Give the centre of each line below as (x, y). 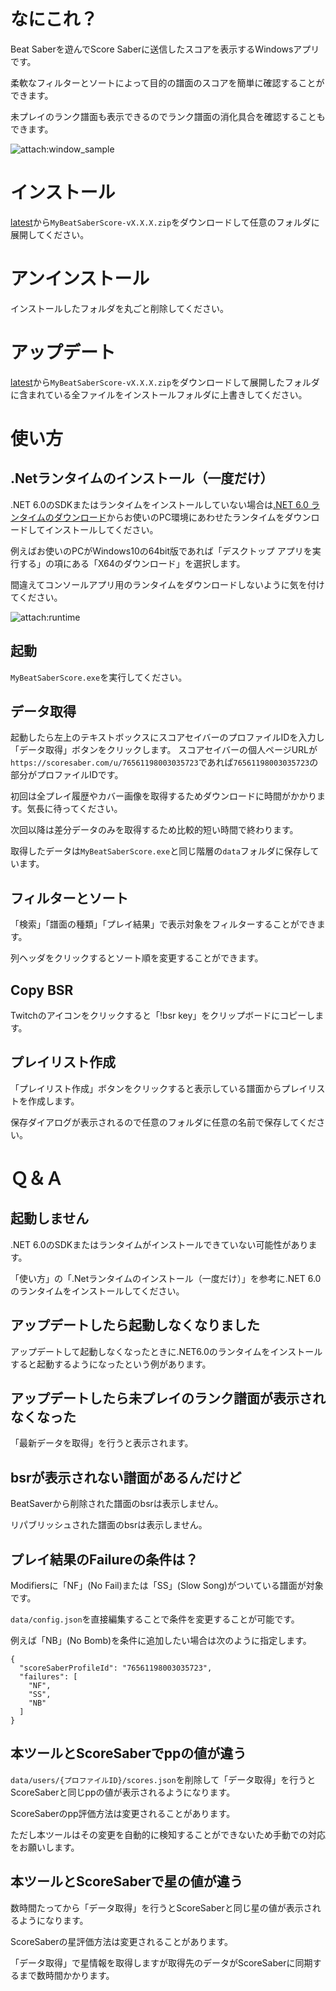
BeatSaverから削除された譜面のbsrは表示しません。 (117, 1504)
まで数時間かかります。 (66, 1975)
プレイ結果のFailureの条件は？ (104, 1559)
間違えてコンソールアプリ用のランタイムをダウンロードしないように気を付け (167, 584)
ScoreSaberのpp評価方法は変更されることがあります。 (123, 1813)
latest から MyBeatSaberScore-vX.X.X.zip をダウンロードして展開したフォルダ (165, 382)
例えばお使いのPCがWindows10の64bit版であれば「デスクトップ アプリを (161, 551)
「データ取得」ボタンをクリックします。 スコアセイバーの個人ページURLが (164, 750)
